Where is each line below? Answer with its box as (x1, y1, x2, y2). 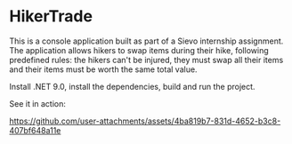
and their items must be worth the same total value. (9, 64, 198, 75)
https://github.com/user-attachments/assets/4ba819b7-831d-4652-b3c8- (9, 116, 281, 126)
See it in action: (9, 98, 67, 108)
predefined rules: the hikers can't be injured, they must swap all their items (9, 54, 284, 65)
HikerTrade (9, 6, 93, 27)
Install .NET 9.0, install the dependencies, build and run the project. (9, 81, 255, 92)
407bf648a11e (9, 124, 61, 135)
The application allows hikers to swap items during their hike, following (9, 44, 269, 55)
